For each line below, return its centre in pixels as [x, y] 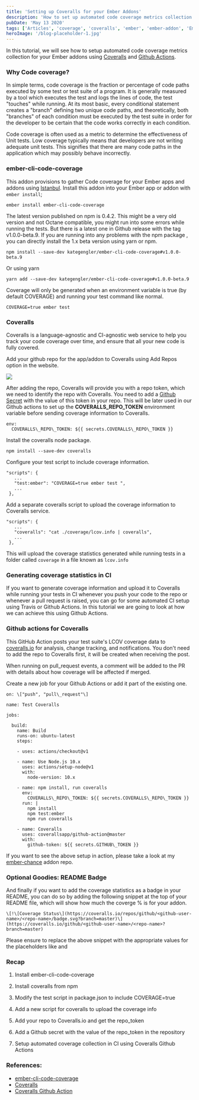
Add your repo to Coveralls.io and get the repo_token [79, 1021]
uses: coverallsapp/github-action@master [74, 834]
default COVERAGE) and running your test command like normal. [85, 296]
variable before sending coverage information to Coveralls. [78, 413]
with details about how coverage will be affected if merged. [78, 672]
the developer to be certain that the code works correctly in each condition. [98, 123]
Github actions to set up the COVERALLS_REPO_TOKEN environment [91, 407]
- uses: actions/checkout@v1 [53, 751]
